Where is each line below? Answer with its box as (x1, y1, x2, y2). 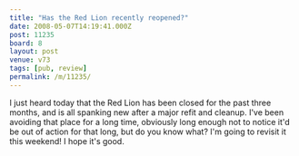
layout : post (9, 47, 59, 56)
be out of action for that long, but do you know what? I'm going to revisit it (9, 126, 286, 137)
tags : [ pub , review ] (9, 64, 88, 73)
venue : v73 (9, 55, 51, 64)
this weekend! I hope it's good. (9, 135, 125, 146)
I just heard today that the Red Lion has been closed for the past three (9, 97, 272, 108)
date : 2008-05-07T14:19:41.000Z (9, 22, 132, 31)
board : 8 (9, 38, 43, 48)
